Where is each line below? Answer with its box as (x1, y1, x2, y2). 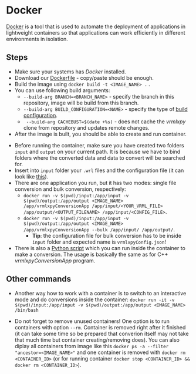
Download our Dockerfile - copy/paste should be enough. (14, 74, 154, 81)
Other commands (6, 274, 72, 284)
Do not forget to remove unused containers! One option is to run (14, 318, 170, 325)
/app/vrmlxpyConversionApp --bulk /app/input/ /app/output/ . (23, 225, 175, 233)
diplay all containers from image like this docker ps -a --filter (14, 342, 169, 349)
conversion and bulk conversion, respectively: (14, 186, 126, 193)
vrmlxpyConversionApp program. (14, 257, 96, 264)
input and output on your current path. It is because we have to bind (14, 148, 181, 155)
